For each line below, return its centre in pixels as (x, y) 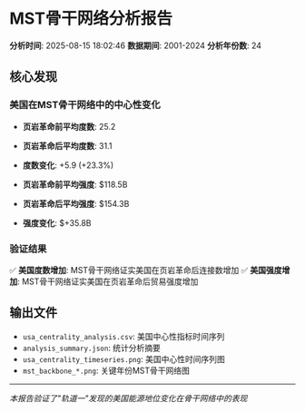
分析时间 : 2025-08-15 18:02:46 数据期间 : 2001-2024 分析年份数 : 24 (135, 45)
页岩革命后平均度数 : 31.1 (67, 145)
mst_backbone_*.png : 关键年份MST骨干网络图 (106, 370)
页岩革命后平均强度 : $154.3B (76, 203)
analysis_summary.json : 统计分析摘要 (92, 348)
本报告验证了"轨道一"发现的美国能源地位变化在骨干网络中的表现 (128, 398)
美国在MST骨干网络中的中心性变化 (85, 105)
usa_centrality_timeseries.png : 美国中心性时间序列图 (123, 358)
